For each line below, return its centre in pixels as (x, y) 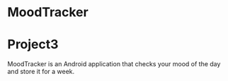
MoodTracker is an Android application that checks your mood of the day (114, 64)
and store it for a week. (41, 72)
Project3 (33, 45)
